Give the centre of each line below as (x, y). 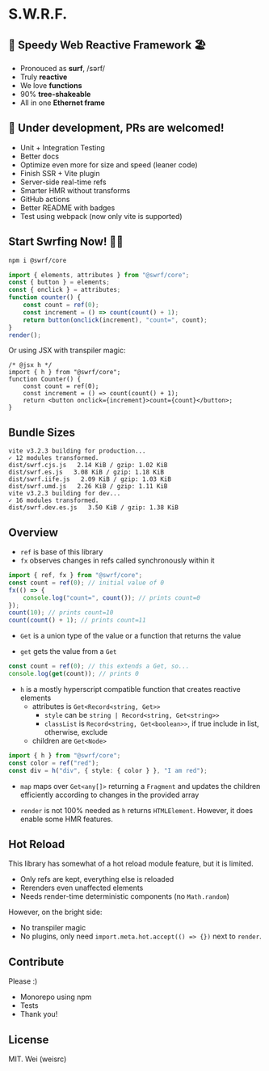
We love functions (51, 85)
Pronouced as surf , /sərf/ (62, 68)
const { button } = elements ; (59, 283)
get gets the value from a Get (68, 651)
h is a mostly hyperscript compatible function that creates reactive (130, 689)
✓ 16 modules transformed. (54, 501)
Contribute (36, 961)
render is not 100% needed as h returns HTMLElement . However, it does (136, 810)
